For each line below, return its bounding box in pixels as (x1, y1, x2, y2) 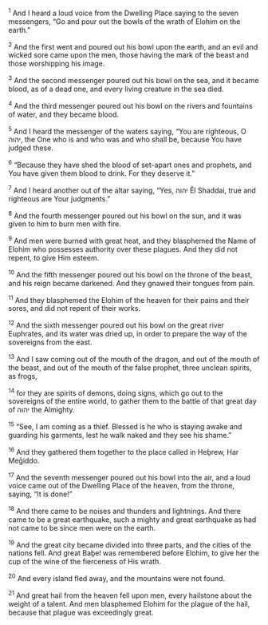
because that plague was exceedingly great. (8, 607, 154, 617)
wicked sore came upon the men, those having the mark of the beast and (8, 50, 249, 60)
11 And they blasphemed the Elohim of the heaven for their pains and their (8, 293, 250, 305)
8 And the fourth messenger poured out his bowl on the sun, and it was (8, 209, 242, 221)
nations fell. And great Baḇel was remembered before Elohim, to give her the (8, 548, 259, 558)
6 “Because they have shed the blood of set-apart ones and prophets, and (8, 159, 252, 169)
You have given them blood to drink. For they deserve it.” (8, 168, 195, 178)
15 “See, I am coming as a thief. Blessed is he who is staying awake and (8, 420, 242, 431)
